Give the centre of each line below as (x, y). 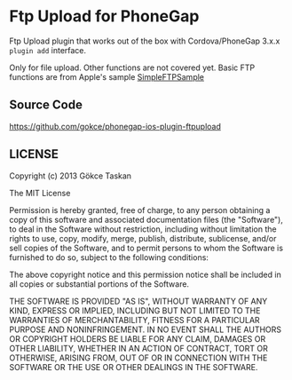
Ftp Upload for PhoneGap (104, 16)
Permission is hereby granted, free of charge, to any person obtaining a (140, 210)
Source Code (46, 105)
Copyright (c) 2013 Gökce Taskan (70, 176)
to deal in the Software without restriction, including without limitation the (143, 229)
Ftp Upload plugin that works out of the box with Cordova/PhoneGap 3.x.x (145, 41)
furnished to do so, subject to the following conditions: (109, 257)
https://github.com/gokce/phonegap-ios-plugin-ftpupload (115, 126)
